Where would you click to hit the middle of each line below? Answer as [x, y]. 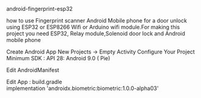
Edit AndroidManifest [33, 70]
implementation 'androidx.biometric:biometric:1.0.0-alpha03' [82, 88]
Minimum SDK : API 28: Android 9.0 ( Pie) [58, 58]
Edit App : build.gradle [34, 82]
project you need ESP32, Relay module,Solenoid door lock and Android [96, 33]
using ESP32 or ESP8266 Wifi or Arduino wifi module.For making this [93, 27]
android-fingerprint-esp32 [40, 9]
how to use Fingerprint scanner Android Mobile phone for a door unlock [97, 20]
